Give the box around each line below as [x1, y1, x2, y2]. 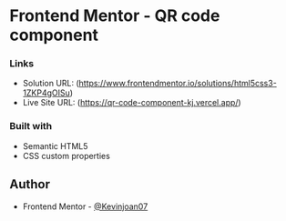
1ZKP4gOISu [22, 87, 70, 98]
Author [9, 176, 50, 192]
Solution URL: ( [22, 78, 79, 89]
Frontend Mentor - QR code [9, 5, 220, 26]
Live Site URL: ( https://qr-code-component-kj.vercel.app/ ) [22, 97, 241, 108]
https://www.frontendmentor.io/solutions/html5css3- [78, 78, 278, 89]
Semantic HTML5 [22, 140, 88, 151]
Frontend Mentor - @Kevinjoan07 [22, 201, 148, 212]
